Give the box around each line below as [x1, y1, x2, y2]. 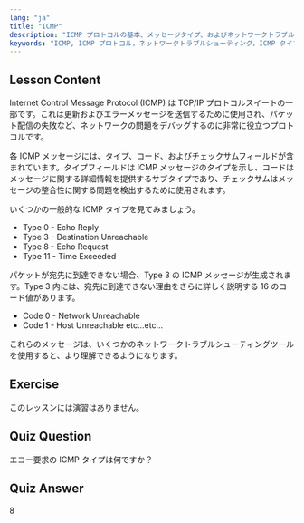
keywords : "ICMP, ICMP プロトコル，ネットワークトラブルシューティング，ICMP [9, 38, 276, 48]
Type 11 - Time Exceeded [22, 251, 117, 262]
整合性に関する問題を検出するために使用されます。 [40, 185, 231, 196]
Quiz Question [9, 429, 92, 444]
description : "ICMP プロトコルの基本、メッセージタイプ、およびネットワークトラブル [9, 30, 295, 39]
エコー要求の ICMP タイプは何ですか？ [9, 454, 154, 465]
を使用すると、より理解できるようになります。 [9, 350, 183, 361]
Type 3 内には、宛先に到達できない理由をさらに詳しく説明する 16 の [24, 281, 280, 292]
